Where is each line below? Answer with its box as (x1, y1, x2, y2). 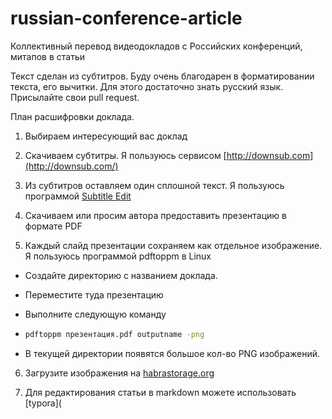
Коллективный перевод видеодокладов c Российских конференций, (10, 40, 303, 52)
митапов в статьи (10, 50, 85, 62)
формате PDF (24, 220, 83, 232)
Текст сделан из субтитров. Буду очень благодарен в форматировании (10, 70, 315, 82)
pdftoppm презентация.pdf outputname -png (24, 329, 205, 339)
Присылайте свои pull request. (10, 91, 140, 103)
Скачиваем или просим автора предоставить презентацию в (24, 209, 287, 221)
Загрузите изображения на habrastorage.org (24, 367, 215, 379)
